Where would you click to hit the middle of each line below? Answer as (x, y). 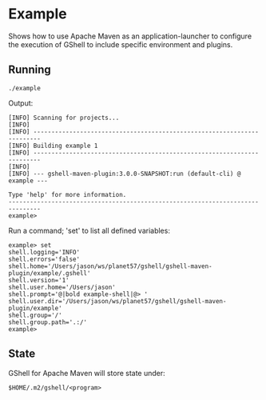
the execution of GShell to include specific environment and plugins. (121, 44)
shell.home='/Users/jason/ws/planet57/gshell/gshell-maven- (111, 266)
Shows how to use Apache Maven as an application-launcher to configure (130, 36)
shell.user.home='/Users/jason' (62, 287)
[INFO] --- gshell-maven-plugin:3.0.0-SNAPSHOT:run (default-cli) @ (125, 174)
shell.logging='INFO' (44, 252)
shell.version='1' (39, 280)
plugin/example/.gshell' (50, 273)
